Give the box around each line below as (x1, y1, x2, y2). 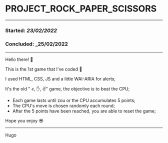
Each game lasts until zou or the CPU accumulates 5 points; (12, 97, 136, 103)
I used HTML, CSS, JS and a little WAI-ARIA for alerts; (5, 76, 116, 82)
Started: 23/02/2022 (5, 27, 57, 34)
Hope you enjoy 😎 (5, 118, 44, 124)
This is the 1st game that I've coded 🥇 (5, 66, 82, 72)
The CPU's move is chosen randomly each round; (12, 103, 115, 109)
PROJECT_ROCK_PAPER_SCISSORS (5, 3, 157, 14)
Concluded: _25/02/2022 (5, 40, 68, 47)
